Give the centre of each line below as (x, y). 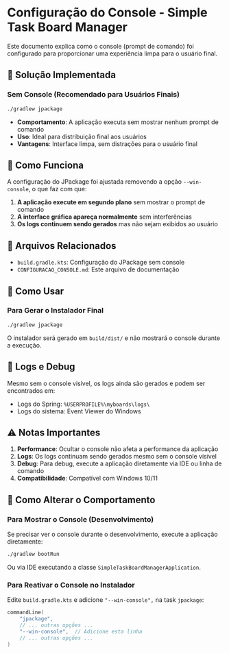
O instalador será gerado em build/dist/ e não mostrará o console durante (114, 338)
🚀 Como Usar (36, 291)
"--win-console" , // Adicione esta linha (81, 631)
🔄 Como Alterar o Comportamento (81, 499)
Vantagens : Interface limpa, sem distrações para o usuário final (107, 144)
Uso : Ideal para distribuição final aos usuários (82, 136)
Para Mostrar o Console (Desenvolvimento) (81, 519)
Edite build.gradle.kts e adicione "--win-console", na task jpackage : (106, 600)
